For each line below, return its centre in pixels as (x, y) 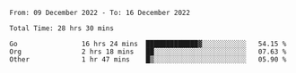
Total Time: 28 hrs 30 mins (62, 28)
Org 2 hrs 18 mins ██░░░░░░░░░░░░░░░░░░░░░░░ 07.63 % (148, 52)
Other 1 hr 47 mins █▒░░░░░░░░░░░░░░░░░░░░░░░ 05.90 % (148, 60)
